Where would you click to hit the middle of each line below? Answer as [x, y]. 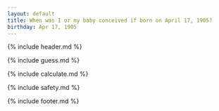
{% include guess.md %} [43, 60]
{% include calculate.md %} [48, 74]
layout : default [31, 14]
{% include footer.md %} [43, 101]
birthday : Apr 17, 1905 [42, 27]
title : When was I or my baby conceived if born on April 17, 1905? [110, 20]
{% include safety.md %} [44, 88]
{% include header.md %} [45, 47]
